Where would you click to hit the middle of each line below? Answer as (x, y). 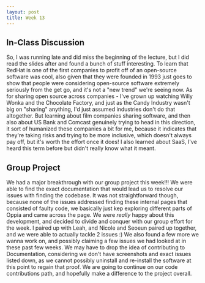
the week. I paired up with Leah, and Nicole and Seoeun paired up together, (102, 228)
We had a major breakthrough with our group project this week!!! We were (99, 183)
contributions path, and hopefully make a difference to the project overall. (99, 274)
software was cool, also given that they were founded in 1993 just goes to (99, 77)
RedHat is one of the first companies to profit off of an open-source (92, 70)
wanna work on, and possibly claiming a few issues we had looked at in (96, 241)
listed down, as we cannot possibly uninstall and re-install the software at (99, 260)
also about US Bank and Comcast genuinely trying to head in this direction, (101, 123)
